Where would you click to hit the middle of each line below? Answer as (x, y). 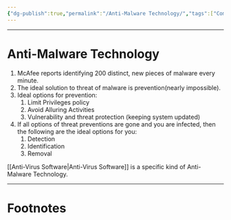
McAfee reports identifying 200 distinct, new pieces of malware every (116, 73)
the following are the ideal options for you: (77, 131)
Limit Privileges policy (58, 102)
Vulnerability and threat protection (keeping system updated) (114, 117)
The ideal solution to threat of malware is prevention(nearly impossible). (119, 87)
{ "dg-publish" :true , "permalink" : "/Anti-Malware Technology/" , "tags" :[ (110, 13)
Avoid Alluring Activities (61, 109)
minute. (28, 80)
